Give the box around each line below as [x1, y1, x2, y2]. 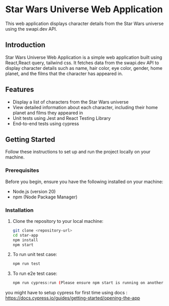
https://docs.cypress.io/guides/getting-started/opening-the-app [5, 295, 140, 301]
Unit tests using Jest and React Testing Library [12, 115, 111, 121]
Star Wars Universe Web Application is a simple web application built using [5, 54, 162, 60]
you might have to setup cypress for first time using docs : [5, 290, 128, 296]
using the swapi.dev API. [5, 25, 58, 32]
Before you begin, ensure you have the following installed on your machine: [5, 178, 163, 185]
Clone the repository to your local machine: [12, 218, 103, 224]
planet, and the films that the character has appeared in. [5, 70, 123, 76]
